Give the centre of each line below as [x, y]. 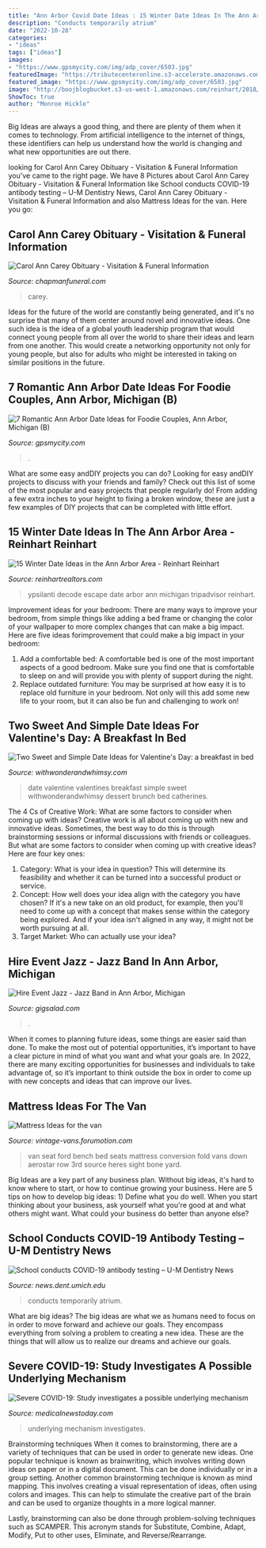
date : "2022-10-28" [40, 30]
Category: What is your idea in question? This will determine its [122, 869]
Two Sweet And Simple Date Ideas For [104, 725]
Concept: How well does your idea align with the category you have [130, 895]
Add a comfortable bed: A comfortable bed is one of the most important [137, 658]
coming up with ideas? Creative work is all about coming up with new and [128, 820]
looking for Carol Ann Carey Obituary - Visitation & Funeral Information [123, 167]
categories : [28, 38]
